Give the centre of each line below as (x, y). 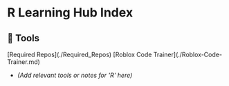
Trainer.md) (24, 62)
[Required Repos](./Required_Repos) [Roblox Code (80, 54)
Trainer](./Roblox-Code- (188, 54)
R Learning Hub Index (70, 13)
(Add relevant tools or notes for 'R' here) (75, 75)
